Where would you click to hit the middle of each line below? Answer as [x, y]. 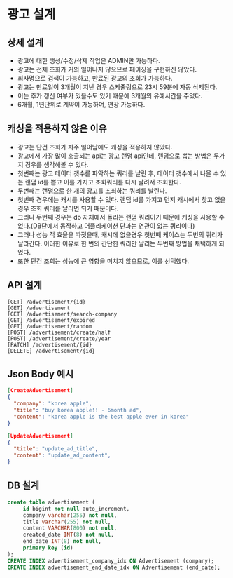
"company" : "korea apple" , [53, 404]
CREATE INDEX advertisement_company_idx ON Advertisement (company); [111, 561]
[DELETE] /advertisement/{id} [51, 351]
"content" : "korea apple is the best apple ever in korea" [101, 417]
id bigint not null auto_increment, [76, 509]
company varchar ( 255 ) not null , [70, 515]
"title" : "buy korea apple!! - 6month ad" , [78, 410]
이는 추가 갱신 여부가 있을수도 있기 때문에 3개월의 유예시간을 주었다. [110, 96]
